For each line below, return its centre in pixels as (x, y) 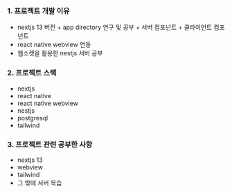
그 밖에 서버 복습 (39, 183)
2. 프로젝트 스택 (32, 73)
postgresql (33, 118)
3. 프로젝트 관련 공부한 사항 (50, 145)
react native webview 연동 (54, 45)
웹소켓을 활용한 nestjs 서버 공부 (60, 53)
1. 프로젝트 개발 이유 (39, 10)
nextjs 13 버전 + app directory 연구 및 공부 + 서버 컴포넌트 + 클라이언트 (115, 27)
